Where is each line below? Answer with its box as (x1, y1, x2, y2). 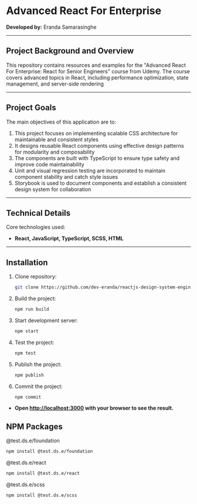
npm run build (14, 307, 49, 312)
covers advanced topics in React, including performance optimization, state (6, 74, 189, 81)
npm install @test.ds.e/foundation (6, 448, 93, 455)
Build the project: (14, 295, 56, 302)
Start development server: (14, 316, 78, 323)
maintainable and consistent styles (14, 136, 98, 143)
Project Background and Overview (6, 46, 134, 56)
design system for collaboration (14, 186, 91, 193)
